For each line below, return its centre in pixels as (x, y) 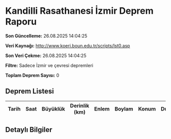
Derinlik (80, 105)
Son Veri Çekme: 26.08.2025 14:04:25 (46, 55)
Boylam (124, 108)
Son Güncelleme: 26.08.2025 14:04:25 (46, 36)
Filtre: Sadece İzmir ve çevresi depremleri (49, 65)
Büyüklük (53, 108)
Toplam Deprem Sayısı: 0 (32, 75)
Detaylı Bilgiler (29, 130)
